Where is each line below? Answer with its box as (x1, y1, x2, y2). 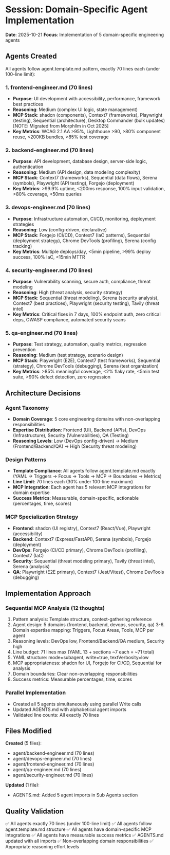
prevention (12, 347, 36, 353)
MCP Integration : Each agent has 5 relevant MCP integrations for (12, 484, 151, 490)
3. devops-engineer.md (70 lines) (5, 204, 91, 211)
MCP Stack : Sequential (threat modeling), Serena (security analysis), (12, 295, 159, 301)
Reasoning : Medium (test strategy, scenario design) (12, 352, 123, 358)
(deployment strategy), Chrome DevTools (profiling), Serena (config (12, 238, 156, 244)
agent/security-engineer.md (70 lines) (12, 772, 93, 778)
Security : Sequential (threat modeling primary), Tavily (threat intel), (12, 558, 156, 564)
